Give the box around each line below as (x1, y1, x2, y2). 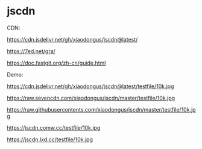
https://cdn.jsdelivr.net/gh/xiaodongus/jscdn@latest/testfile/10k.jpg (7, 83, 174, 90)
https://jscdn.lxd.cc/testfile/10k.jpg (7, 136, 93, 143)
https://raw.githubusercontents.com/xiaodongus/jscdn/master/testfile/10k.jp (7, 106, 196, 113)
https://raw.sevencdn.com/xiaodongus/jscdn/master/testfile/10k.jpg (7, 94, 175, 101)
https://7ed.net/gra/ (7, 47, 56, 55)
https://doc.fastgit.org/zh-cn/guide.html (7, 59, 106, 66)
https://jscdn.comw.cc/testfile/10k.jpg (7, 124, 101, 131)
